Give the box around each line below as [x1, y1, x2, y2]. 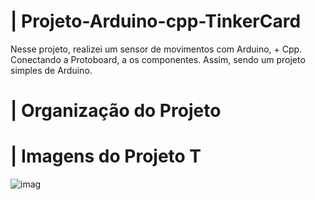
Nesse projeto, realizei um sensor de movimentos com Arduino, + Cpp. [10, 43, 303, 55]
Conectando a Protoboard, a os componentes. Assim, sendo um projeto [10, 53, 306, 65]
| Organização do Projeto [10, 100, 222, 122]
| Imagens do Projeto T [10, 145, 202, 168]
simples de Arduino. [10, 64, 93, 76]
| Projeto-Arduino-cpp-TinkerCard [10, 10, 302, 33]
